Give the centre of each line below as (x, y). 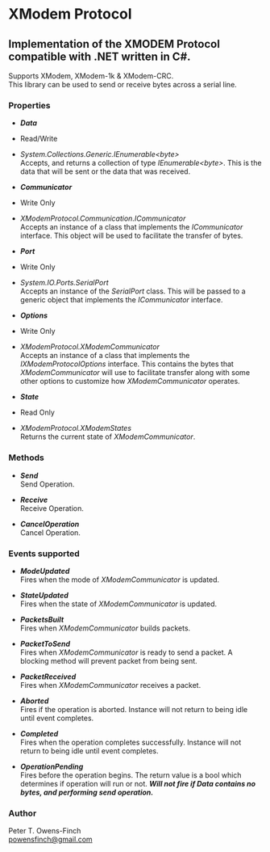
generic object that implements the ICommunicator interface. (121, 300)
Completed (39, 733)
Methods (26, 458)
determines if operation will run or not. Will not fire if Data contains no (138, 783)
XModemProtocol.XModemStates (75, 428)
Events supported (44, 553)
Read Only (37, 412)
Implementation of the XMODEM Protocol (114, 44)
